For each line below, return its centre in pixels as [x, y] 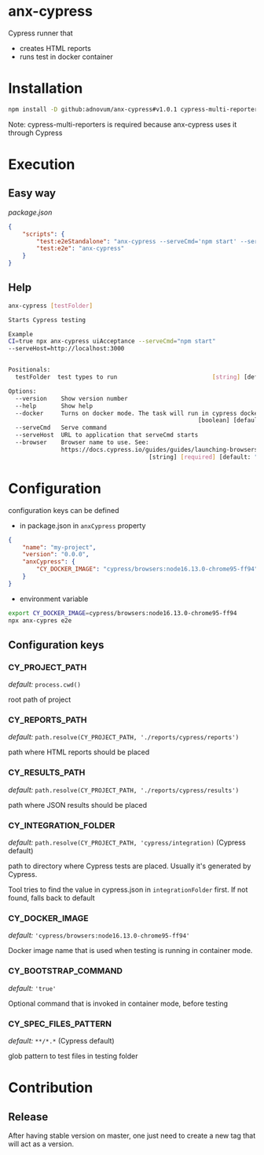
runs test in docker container [66, 57]
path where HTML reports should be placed [79, 752]
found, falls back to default [52, 898]
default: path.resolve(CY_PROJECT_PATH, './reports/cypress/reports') [124, 737]
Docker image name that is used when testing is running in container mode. [130, 951]
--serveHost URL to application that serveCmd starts [107, 435]
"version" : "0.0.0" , [56, 555]
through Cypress [35, 133]
